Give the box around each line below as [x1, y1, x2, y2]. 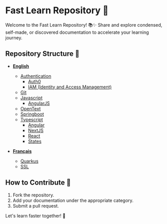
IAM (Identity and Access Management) [28, 84, 112, 90]
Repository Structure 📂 [5, 50, 80, 58]
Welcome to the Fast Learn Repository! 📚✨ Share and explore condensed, [5, 21, 162, 28]
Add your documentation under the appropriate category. [12, 197, 134, 204]
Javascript [20, 95, 43, 101]
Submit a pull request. [12, 203, 59, 209]
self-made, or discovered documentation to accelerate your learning [5, 29, 149, 35]
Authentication [20, 73, 52, 79]
